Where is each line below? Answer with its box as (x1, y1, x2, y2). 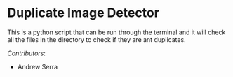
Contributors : (7, 49, 46, 57)
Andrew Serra (17, 62, 58, 71)
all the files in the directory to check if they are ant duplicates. (7, 35, 186, 43)
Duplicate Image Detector (7, 5, 160, 21)
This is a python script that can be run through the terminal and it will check (7, 28, 226, 36)
